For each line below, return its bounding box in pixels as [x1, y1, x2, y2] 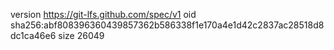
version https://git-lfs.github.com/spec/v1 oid [10, 9, 197, 20]
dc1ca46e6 [10, 30, 57, 41]
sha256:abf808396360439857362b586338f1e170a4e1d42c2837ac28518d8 [10, 19, 325, 31]
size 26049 [58, 30, 105, 41]
